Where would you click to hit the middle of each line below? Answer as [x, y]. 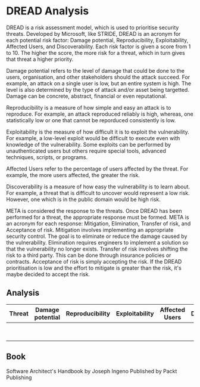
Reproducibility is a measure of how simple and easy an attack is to [89, 107]
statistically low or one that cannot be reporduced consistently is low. [91, 120]
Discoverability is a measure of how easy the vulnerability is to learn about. [98, 187]
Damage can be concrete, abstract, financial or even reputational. [87, 96]
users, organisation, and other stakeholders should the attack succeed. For [98, 77]
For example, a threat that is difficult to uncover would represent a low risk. [98, 193]
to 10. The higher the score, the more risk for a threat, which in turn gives [96, 52]
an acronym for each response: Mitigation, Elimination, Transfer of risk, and [99, 223]
